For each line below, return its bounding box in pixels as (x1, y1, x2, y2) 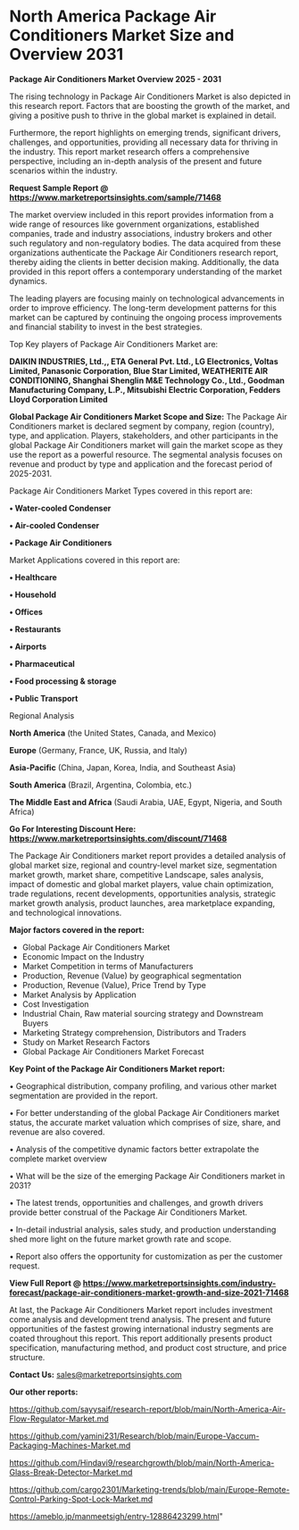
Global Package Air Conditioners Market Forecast (21, 1046, 204, 1057)
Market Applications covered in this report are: (9, 554, 180, 565)
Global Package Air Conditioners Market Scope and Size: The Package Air (9, 411, 287, 421)
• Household (9, 589, 56, 600)
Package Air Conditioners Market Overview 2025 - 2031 (9, 73, 221, 84)
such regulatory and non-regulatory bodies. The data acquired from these (9, 237, 281, 248)
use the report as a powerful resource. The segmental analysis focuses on (9, 449, 283, 460)
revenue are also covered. (9, 1127, 105, 1137)
